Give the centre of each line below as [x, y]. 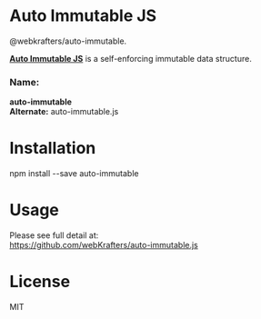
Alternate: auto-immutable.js [64, 112]
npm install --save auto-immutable [74, 174]
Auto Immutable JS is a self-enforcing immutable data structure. [130, 58]
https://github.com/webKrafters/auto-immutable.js [104, 245]
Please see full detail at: [54, 235]
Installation [53, 149]
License [40, 282]
